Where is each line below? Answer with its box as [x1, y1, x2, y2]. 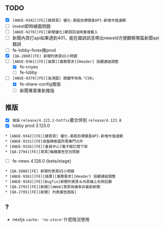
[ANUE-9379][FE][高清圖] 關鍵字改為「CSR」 [12, 76, 96, 81]
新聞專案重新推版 [19, 87, 55, 93]
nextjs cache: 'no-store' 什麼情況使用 [12, 217, 90, 223]
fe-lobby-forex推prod [12, 47, 56, 53]
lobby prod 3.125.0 [12, 123, 50, 129]
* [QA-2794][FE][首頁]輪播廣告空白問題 [5, 149, 80, 154]
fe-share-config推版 [19, 81, 61, 87]
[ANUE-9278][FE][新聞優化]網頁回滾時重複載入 [12, 30, 98, 34]
